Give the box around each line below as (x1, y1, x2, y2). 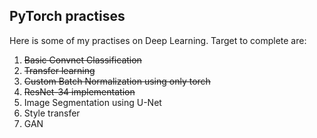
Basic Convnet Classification (23, 54, 142, 66)
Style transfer (23, 107, 81, 119)
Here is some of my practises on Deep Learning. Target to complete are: (9, 34, 307, 46)
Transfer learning (23, 64, 96, 76)
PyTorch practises (9, 8, 126, 25)
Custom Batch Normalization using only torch (23, 75, 211, 87)
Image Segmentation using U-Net (23, 96, 162, 108)
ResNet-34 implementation (23, 85, 136, 98)
